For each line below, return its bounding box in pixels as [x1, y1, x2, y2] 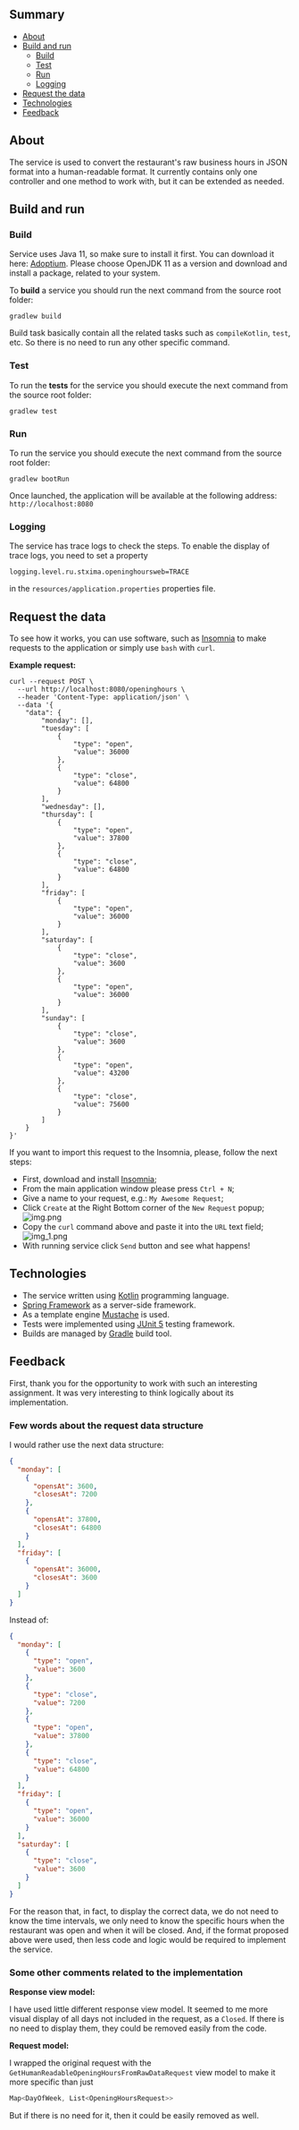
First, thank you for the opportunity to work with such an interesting [9, 1377, 258, 1388]
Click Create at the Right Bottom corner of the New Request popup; [21, 1203, 265, 1214]
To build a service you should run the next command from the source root [9, 285, 282, 296]
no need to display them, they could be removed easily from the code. [9, 2023, 268, 2033]
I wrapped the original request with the [9, 2058, 152, 2068]
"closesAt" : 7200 [32, 1490, 98, 1499]
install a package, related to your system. [9, 268, 161, 278]
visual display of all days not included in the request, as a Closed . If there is [9, 2013, 285, 2023]
